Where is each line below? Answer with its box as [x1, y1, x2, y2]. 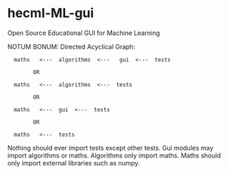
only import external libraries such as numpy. [7, 158, 141, 167]
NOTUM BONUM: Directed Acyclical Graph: [7, 42, 136, 51]
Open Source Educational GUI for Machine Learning [7, 29, 161, 37]
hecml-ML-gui [7, 5, 94, 21]
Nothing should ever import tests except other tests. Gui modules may [7, 143, 214, 152]
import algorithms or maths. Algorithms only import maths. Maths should [7, 151, 222, 160]
